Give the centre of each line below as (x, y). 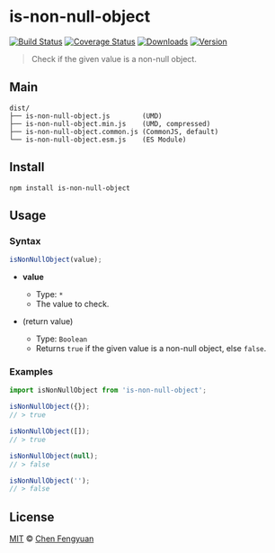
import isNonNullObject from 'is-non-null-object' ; (108, 390)
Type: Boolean (62, 339)
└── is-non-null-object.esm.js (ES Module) (98, 140)
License (32, 517)
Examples (31, 372)
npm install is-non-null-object (70, 188)
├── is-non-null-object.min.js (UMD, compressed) (110, 123)
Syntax (25, 240)
